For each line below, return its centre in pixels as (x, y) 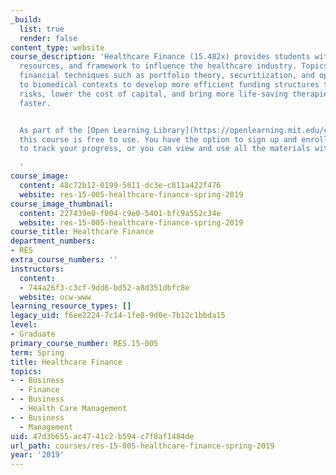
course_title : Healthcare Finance (82, 232)
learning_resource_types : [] (71, 306)
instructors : (37, 269)
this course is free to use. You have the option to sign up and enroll (174, 139)
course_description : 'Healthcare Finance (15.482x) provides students (160, 57)
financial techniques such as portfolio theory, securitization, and (167, 76)
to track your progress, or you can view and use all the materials (165, 149)
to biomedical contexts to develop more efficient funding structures (169, 85)
